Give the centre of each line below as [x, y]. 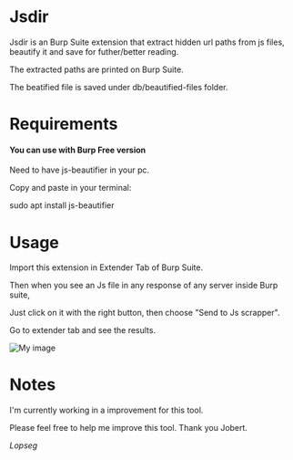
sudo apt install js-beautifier [62, 205]
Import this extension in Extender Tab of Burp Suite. [106, 267]
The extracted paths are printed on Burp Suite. [96, 69]
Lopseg [24, 445]
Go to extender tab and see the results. [83, 330]
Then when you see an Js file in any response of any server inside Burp [144, 286]
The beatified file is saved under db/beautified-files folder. [119, 87]
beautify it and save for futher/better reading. [94, 51]
